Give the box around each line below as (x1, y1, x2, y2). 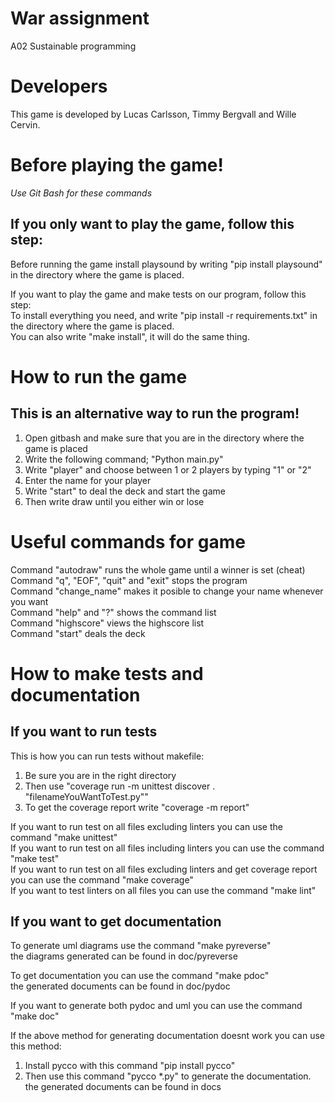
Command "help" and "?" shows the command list (10, 606, 217, 618)
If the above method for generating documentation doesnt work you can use (10, 1030, 326, 1042)
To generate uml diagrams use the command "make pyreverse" (10, 940, 272, 952)
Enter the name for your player (24, 474, 152, 486)
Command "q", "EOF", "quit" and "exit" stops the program (10, 574, 248, 586)
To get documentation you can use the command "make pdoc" (10, 970, 270, 982)
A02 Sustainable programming (10, 40, 137, 52)
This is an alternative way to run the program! (10, 405, 300, 422)
